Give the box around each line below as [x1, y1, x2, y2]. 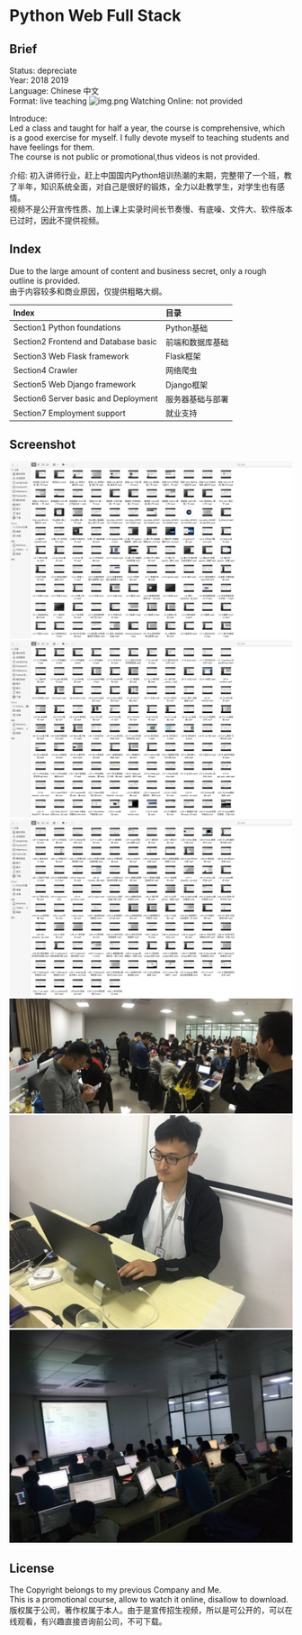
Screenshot [9, 436, 76, 452]
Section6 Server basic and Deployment [13, 393, 159, 404]
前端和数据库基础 [165, 336, 229, 347]
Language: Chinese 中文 [9, 86, 100, 96]
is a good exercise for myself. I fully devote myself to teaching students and [9, 132, 289, 142]
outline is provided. [9, 275, 81, 286]
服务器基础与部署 [165, 393, 229, 404]
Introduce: [9, 114, 48, 123]
